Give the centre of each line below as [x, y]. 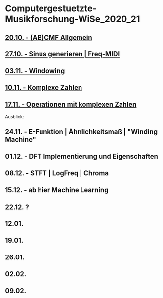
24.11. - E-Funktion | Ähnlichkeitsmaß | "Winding [81, 132]
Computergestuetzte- [51, 9]
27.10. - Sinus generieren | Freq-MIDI [62, 54]
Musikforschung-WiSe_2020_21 [73, 19]
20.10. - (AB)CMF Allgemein [49, 37]
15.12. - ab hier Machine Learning [57, 190]
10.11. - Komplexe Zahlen [44, 88]
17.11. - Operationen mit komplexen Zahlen [71, 105]
